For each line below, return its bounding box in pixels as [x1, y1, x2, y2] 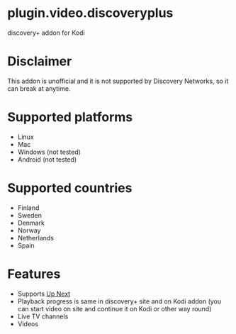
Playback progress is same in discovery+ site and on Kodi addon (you [17, 296, 222, 306]
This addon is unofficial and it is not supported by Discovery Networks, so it [7, 77, 229, 85]
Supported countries [7, 180, 133, 196]
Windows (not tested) [17, 147, 82, 156]
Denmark [17, 218, 45, 227]
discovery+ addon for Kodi [7, 28, 85, 37]
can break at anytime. [7, 84, 71, 93]
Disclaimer [7, 53, 72, 69]
